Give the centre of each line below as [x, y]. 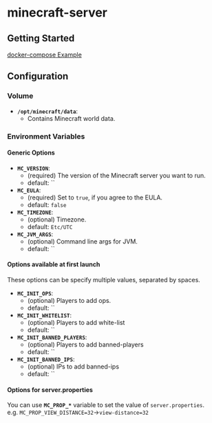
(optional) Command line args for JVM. [82, 241]
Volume [20, 96]
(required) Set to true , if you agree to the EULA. [95, 197]
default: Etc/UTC [50, 226]
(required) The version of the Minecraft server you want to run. [117, 175]
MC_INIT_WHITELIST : [44, 315]
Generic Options [31, 153]
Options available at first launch [54, 264]
